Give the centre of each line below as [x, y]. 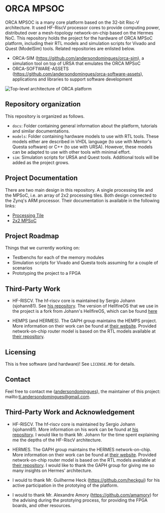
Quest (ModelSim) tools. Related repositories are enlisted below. [70, 48]
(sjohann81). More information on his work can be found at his [75, 429]
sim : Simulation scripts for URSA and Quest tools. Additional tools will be [85, 157]
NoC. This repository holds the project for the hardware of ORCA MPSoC [79, 38]
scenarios [22, 268]
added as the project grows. [41, 162]
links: [11, 206]
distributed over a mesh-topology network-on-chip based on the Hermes [79, 33]
